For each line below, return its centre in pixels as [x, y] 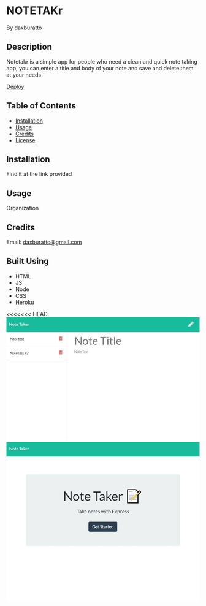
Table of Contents [41, 106]
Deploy [15, 86]
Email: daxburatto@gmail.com [44, 242]
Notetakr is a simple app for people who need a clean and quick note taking [102, 61]
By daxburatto [24, 28]
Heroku [25, 302]
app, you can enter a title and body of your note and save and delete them [100, 68]
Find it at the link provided [39, 174]
